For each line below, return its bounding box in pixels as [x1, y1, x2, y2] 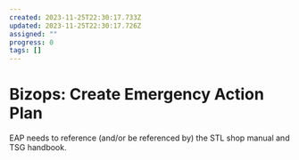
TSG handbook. [9, 142, 67, 153]
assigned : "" [9, 29, 58, 38]
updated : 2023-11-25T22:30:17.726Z [9, 21, 142, 30]
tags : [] [9, 46, 42, 55]
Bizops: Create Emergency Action [9, 84, 265, 105]
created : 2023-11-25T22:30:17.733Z [9, 12, 142, 22]
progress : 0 [9, 37, 54, 47]
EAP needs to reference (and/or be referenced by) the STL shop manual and [9, 132, 290, 143]
